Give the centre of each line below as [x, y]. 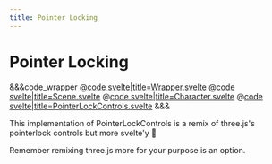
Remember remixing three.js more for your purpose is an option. [127, 150]
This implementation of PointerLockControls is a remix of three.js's [132, 123]
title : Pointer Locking [54, 17]
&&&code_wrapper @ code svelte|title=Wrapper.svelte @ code [122, 87]
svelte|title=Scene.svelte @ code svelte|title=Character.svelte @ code [136, 96]
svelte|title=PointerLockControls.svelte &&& [89, 106]
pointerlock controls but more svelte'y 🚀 [83, 133]
